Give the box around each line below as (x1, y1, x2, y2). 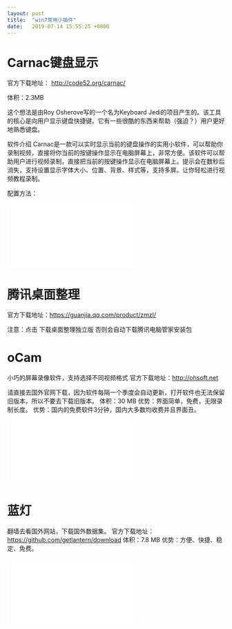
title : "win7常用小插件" (7, 17, 77, 23)
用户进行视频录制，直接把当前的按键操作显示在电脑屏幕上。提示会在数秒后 (12, 157, 225, 166)
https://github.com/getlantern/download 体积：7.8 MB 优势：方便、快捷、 (7, 536, 217, 544)
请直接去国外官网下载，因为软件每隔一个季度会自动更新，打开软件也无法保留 (7, 388, 225, 397)
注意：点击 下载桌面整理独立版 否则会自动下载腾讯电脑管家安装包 (7, 326, 192, 334)
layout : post (7, 10, 45, 17)
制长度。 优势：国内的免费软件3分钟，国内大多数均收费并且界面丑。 (7, 406, 200, 414)
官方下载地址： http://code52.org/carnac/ (7, 79, 126, 87)
